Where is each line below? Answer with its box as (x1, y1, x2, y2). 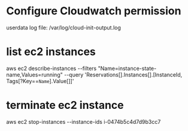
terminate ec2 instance (6, 99, 124, 112)
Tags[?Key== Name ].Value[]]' (6, 77, 74, 84)
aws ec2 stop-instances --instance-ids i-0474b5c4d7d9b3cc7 (6, 118, 161, 125)
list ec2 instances (6, 45, 96, 59)
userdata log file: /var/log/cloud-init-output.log (6, 24, 122, 31)
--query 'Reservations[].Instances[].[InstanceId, (63, 71, 183, 78)
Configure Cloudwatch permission (6, 4, 181, 18)
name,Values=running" (6, 71, 63, 78)
